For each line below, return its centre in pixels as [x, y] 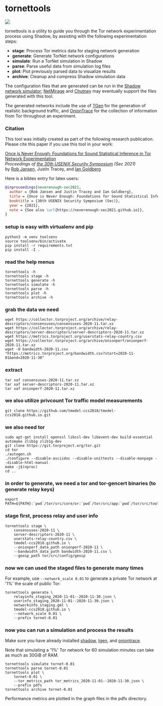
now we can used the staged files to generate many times [74, 568]
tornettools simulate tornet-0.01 [40, 664]
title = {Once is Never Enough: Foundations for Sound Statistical [79, 196]
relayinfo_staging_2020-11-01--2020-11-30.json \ [65, 597]
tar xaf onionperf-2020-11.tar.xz [40, 389]
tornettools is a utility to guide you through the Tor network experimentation [81, 31]
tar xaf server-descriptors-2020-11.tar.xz [50, 384]
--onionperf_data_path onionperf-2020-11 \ [58, 547]
